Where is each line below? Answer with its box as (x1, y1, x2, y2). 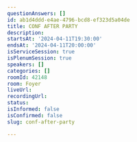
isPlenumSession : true (7, 55, 72, 62)
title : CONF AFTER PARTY (7, 23, 78, 29)
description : (7, 29, 45, 36)
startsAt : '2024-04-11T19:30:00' (7, 36, 103, 43)
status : (7, 99, 29, 106)
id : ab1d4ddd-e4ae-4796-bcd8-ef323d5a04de (7, 16, 130, 23)
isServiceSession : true (7, 49, 75, 56)
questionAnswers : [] (7, 10, 66, 17)
